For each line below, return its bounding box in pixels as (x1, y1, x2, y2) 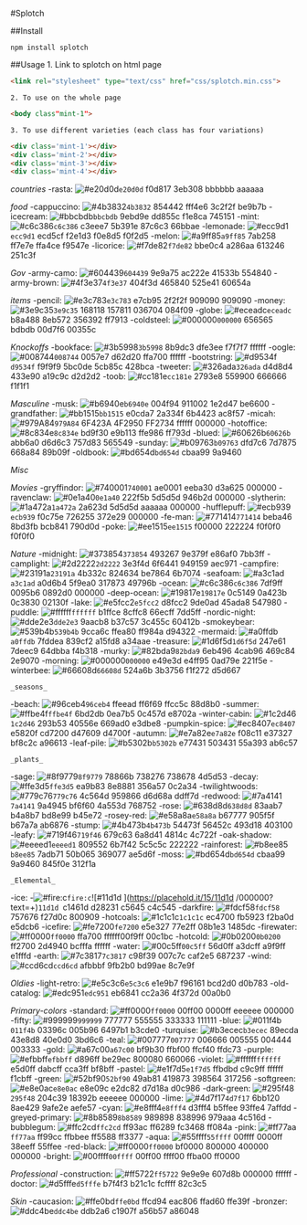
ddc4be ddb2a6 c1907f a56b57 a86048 (53, 1206, 200, 1217)
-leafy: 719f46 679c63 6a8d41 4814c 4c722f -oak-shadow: (10, 829, 272, 840)
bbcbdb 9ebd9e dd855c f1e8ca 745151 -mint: (92, 211, 259, 222)
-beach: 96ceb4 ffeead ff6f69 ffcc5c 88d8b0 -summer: (10, 699, 259, 710)
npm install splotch (10, 43, 90, 52)
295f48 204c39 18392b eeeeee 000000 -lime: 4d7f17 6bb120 (10, 1093, 281, 1104)
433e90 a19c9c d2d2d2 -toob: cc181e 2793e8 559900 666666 (10, 371, 287, 382)
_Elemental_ (10, 876, 56, 885)
